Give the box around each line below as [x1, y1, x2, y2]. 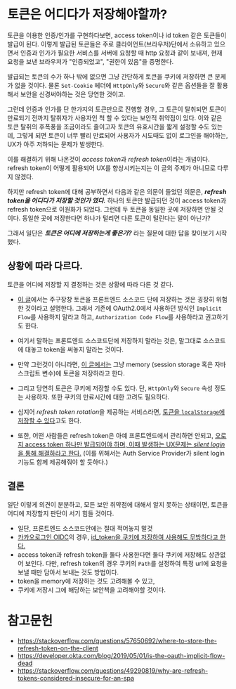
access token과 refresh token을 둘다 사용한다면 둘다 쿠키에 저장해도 [17, 550, 207, 559]
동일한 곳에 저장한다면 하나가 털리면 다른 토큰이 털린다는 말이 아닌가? [22, 214, 211, 222]
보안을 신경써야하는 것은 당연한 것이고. [20, 89, 126, 98]
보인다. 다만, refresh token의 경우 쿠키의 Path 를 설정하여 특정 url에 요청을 [25, 559, 228, 567]
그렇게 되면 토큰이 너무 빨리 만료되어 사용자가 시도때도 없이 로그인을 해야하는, [16, 131, 228, 139]
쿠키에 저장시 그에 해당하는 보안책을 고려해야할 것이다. [17, 585, 166, 594]
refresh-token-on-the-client [17, 644, 98, 652]
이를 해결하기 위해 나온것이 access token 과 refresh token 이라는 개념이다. [7, 155, 210, 163]
